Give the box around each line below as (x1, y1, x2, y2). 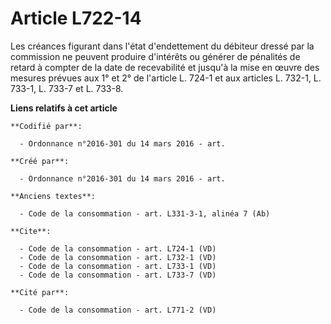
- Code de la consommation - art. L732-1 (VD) (19, 252, 217, 262)
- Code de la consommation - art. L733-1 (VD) (19, 261, 217, 271)
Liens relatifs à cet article (10, 102, 118, 114)
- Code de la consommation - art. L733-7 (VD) (19, 270, 217, 280)
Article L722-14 (10, 7, 142, 30)
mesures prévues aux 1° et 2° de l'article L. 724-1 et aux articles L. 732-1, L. (10, 72, 322, 84)
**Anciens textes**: (10, 191, 97, 201)
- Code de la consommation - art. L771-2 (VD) (19, 305, 217, 315)
